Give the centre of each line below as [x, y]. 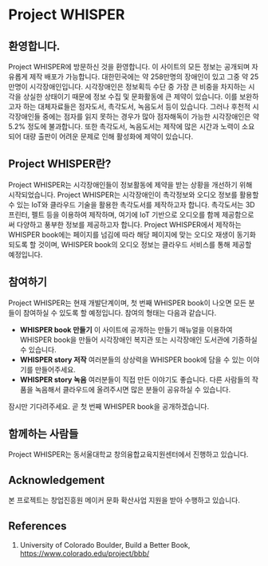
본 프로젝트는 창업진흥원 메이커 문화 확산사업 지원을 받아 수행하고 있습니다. [124, 501]
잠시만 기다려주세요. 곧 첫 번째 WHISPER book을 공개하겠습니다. [109, 406]
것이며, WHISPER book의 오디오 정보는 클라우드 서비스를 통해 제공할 [145, 244]
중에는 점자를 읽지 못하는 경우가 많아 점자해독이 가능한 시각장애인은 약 [151, 116]
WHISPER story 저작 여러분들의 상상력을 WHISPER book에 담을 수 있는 [132, 360]
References [37, 526]
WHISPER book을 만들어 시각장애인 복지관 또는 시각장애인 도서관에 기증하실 [138, 340]
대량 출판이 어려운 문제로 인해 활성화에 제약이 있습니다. [108, 136]
